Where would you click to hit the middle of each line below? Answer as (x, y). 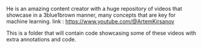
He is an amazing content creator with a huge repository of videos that (94, 9)
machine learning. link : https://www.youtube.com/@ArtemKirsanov (90, 21)
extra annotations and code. (41, 39)
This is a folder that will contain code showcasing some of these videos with (101, 33)
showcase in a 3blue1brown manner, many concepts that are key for (91, 15)
